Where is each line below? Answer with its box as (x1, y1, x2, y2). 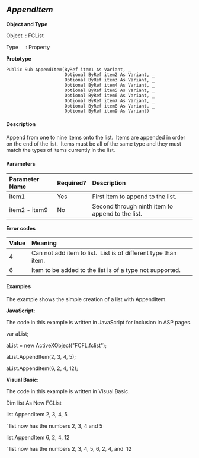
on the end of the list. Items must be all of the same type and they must (6, 140, 182, 147)
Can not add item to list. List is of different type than (31, 249, 177, 257)
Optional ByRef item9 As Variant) (64, 108, 150, 114)
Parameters (6, 160, 36, 167)
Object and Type (6, 20, 48, 27)
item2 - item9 (9, 206, 49, 214)
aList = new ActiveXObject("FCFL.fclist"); (6, 342, 107, 349)
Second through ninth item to (92, 202, 174, 210)
